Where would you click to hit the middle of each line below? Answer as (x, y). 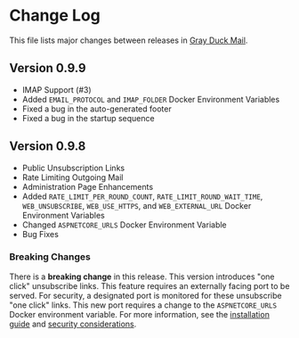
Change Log (55, 16)
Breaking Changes (50, 257)
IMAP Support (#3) (57, 89)
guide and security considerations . (73, 324)
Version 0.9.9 (48, 68)
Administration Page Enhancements (88, 186)
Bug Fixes (40, 234)
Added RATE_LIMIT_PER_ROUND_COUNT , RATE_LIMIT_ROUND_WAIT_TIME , (142, 196)
